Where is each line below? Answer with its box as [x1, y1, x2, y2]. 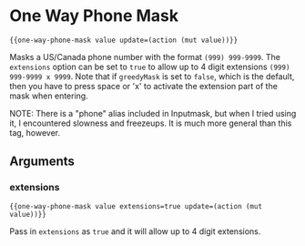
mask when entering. [9, 90, 88, 101]
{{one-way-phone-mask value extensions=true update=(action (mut [9, 201, 262, 210]
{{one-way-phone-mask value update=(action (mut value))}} [9, 36, 239, 45]
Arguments [9, 154, 76, 169]
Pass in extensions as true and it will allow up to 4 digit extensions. [9, 225, 261, 237]
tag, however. [9, 127, 61, 138]
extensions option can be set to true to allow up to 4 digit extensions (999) [9, 61, 290, 72]
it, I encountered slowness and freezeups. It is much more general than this [9, 118, 292, 128]
